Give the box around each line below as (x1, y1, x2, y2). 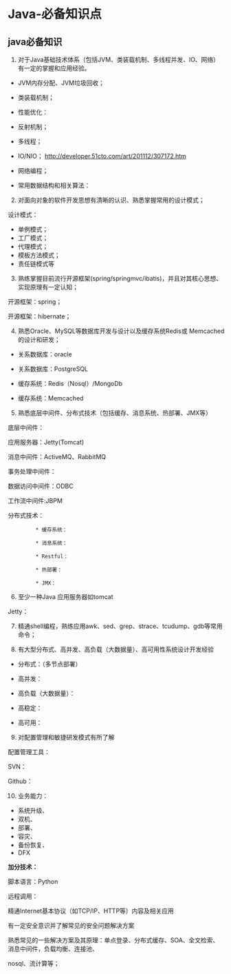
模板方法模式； (17, 251, 60, 259)
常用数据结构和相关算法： (17, 181, 91, 190)
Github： (8, 777, 33, 785)
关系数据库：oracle (17, 350, 72, 358)
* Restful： (35, 553, 69, 560)
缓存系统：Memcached (17, 394, 84, 402)
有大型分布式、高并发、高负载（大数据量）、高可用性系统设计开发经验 (17, 645, 214, 653)
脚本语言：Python (8, 877, 58, 886)
